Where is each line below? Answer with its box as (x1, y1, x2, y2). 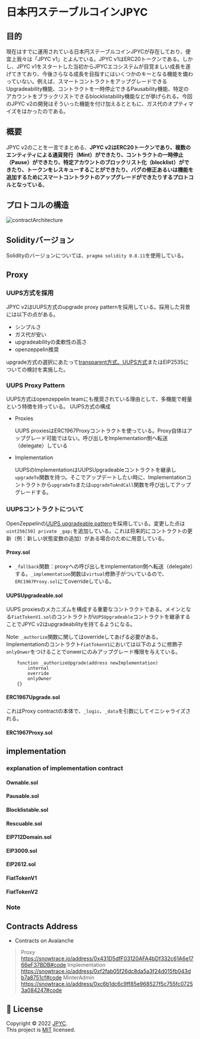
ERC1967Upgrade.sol (6, 693, 61, 701)
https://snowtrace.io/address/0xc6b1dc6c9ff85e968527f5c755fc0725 (20, 981, 193, 988)
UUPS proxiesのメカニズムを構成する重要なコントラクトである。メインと (6, 606, 186, 613)
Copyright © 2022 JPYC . (6, 1020, 68, 1027)
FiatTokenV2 (6, 888, 39, 895)
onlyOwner (27, 676, 52, 682)
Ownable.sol (6, 779, 39, 786)
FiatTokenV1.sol (11, 614, 52, 620)
